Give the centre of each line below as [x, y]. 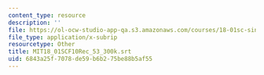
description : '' [35, 23]
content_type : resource [47, 15]
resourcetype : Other [42, 45]
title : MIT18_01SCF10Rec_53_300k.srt [70, 52]
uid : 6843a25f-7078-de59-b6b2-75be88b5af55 [81, 59]
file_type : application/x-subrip [63, 37]
